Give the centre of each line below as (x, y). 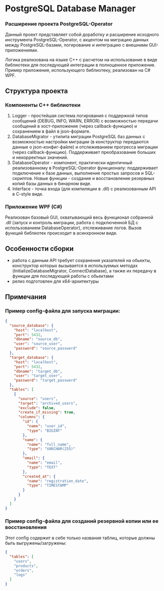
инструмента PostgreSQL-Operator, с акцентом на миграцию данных (77, 40)
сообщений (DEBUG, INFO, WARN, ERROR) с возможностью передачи (85, 121)
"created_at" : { (39, 476)
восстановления (26, 527)
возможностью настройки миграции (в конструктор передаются (80, 142)
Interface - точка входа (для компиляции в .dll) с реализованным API (84, 189)
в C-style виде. (28, 194)
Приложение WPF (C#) (34, 207)
